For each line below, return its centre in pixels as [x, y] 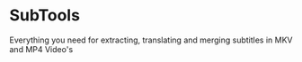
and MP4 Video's [41, 49]
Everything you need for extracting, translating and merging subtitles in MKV [151, 40]
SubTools [45, 15]
